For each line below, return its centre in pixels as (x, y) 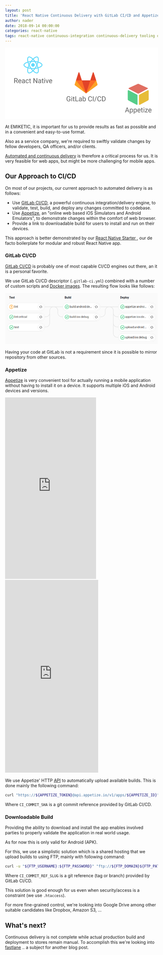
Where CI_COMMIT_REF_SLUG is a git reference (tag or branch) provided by (77, 876)
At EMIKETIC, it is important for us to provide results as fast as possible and (81, 126)
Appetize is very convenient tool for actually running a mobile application (78, 380)
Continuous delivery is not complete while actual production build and (75, 937)
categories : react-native (31, 31)
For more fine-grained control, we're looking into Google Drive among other (81, 905)
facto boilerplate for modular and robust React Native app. (63, 243)
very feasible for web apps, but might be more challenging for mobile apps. (80, 161)
